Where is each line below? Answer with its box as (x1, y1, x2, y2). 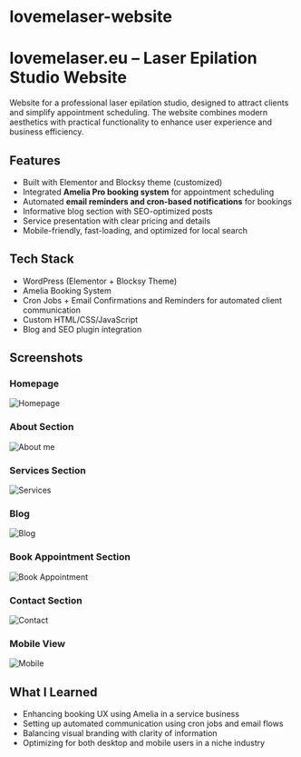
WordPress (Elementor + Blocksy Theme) (22, 275, 178, 286)
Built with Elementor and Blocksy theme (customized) (22, 176, 223, 187)
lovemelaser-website (9, 6, 172, 27)
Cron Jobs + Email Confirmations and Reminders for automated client (22, 294, 283, 305)
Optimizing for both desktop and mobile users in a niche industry (22, 738, 266, 749)
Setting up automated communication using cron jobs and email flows (22, 718, 284, 729)
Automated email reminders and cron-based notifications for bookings (22, 195, 293, 206)
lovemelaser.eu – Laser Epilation (9, 48, 258, 69)
